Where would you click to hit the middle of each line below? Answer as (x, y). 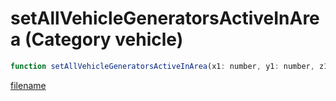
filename (28, 85)
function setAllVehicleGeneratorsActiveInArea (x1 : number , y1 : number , (162, 66)
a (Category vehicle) (97, 39)
